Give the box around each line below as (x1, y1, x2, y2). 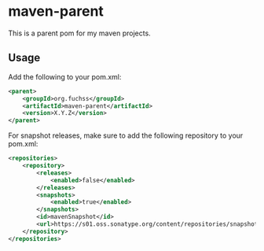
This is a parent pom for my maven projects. (8, 28, 151, 38)
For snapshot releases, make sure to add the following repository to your (8, 131, 244, 140)
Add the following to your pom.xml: (8, 72, 122, 81)
